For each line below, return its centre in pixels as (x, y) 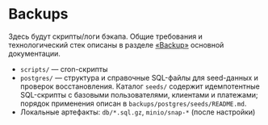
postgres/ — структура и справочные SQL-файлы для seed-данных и (139, 77)
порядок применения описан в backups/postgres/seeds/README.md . (133, 103)
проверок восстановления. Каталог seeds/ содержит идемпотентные (140, 86)
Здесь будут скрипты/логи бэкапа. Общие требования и (106, 36)
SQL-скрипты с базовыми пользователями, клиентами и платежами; (139, 94)
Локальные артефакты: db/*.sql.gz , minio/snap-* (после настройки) (138, 112)
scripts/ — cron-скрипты (64, 69)
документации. (34, 53)
